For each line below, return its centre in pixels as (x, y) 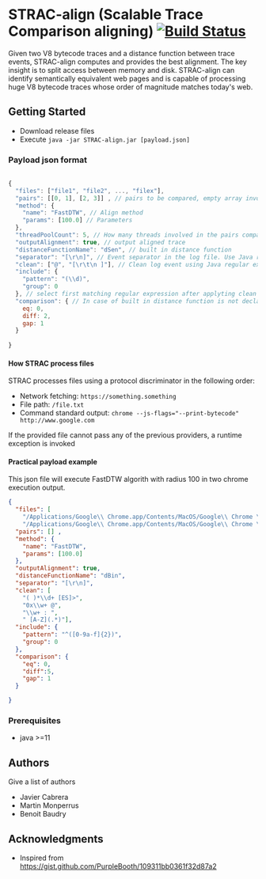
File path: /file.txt (52, 404)
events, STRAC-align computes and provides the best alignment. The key (127, 62)
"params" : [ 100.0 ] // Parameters (78, 220)
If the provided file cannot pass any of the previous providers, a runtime (125, 435)
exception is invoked (42, 444)
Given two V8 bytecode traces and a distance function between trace (122, 53)
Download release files (57, 131)
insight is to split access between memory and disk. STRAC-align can (122, 70)
